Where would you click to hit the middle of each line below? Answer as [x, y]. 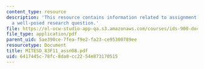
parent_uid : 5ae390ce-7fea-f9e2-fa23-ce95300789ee [72, 40]
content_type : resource [36, 12]
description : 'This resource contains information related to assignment [102, 17]
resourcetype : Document [36, 46]
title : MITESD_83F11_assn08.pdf [47, 51]
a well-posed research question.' [55, 23]
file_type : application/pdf [42, 34]
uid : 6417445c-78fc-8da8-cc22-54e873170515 [62, 56]
